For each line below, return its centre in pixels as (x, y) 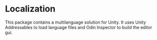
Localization (30, 9)
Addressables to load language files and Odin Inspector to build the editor (79, 27)
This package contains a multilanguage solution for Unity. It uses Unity (76, 22)
